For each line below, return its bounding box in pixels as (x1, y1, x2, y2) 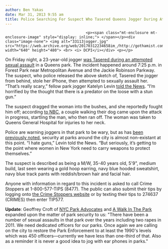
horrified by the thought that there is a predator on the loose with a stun (5, 89, 153, 95)
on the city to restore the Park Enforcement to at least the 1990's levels (5, 227, 151, 233)
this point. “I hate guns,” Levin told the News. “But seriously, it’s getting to (5, 140, 156, 146)
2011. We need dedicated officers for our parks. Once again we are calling (5, 222, 157, 228)
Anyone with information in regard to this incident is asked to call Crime (5, 181, 152, 187)
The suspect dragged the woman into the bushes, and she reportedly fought (5, 104, 162, 110)
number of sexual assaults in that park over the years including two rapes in (5, 217, 161, 223)
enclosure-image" (5, 35, 41, 40)
